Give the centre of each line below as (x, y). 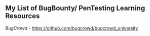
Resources (23, 16)
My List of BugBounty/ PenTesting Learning (75, 8)
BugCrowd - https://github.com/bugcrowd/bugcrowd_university (72, 28)
